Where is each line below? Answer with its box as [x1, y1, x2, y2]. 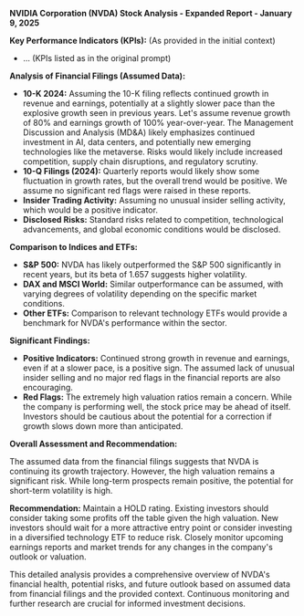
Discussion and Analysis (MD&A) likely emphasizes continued [22, 127, 256, 138]
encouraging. [22, 382, 73, 392]
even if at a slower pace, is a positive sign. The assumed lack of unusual [22, 362, 295, 373]
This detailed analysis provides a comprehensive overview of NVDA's [9, 569, 271, 579]
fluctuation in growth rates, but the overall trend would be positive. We [22, 175, 288, 186]
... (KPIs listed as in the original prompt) [22, 53, 172, 63]
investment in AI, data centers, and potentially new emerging [22, 137, 251, 147]
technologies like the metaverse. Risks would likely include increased [22, 146, 283, 157]
